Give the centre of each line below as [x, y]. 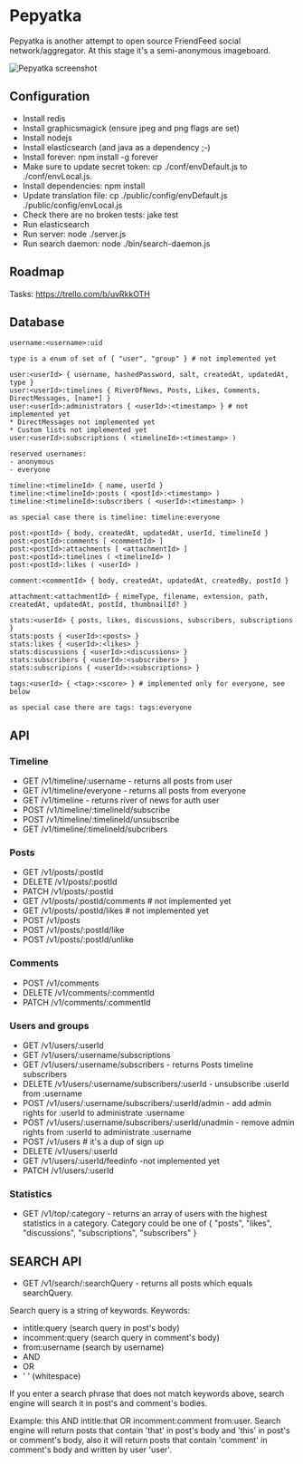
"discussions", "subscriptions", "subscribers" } [109, 1233]
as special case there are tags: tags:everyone [101, 708]
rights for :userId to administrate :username [104, 1112]
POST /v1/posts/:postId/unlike [78, 939]
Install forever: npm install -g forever [90, 157]
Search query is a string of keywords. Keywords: [100, 1311]
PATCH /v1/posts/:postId [68, 891]
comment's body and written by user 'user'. [90, 1450]
